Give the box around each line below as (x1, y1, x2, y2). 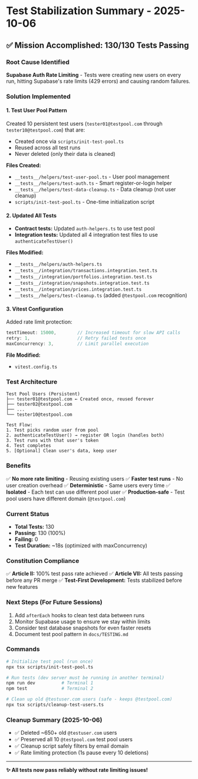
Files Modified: (6, 249, 44, 256)
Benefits (6, 462, 31, 470)
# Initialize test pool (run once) (6, 659, 94, 664)
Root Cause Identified (6, 58, 70, 66)
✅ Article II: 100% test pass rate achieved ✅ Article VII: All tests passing (6, 570, 183, 577)
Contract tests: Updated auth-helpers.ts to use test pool (14, 225, 155, 232)
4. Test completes (6, 443, 51, 449)
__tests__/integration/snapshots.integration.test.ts (14, 281, 150, 286)
